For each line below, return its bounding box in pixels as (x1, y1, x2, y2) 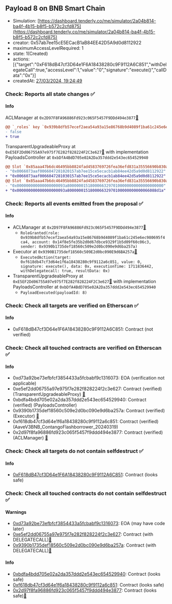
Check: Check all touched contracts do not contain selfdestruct (5, 490, 167, 497)
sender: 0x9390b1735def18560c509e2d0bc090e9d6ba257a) (20, 244, 138, 249)
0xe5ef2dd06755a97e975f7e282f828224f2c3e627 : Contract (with (12, 531, 154, 537)
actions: (12, 56, 30, 62)
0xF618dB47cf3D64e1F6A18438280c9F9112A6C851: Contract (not (12, 326, 154, 332)
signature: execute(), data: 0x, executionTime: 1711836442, (20, 264, 154, 269)
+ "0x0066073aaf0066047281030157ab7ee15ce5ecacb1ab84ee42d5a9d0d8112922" (5, 174, 166, 179)
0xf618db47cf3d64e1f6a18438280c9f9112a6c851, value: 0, (20, 259, 142, 265)
